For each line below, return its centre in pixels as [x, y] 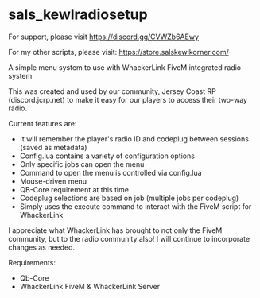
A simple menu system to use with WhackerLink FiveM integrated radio [124, 67]
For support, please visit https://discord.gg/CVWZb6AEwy [104, 37]
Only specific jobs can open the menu [82, 164]
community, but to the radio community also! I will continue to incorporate [129, 238]
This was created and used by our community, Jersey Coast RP [112, 91]
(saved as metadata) [53, 147]
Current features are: [43, 123]
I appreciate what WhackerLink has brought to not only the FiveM [115, 230]
